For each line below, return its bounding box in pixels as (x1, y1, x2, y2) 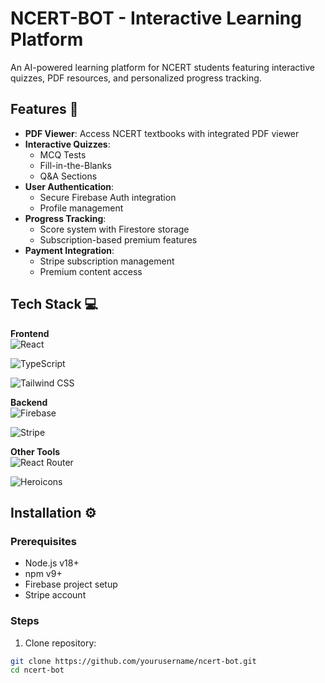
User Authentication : (24, 180, 115, 192)
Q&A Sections (39, 170, 98, 182)
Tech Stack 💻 (10, 296, 99, 313)
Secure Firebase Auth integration (39, 191, 177, 203)
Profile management (39, 202, 124, 214)
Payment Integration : (24, 244, 115, 256)
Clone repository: (24, 637, 97, 649)
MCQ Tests (39, 148, 87, 161)
